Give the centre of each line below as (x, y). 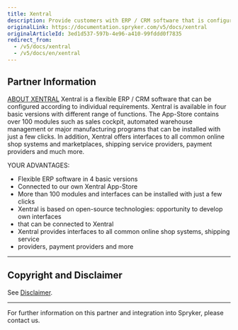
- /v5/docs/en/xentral (47, 54)
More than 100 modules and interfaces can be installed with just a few (120, 194)
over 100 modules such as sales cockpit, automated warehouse (100, 122)
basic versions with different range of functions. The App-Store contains (113, 114)
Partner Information (52, 82)
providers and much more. (46, 151)
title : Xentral (30, 14)
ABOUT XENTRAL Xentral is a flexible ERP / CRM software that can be (109, 99)
